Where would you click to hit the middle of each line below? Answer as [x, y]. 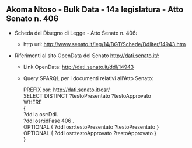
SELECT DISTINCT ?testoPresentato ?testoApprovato [87, 95]
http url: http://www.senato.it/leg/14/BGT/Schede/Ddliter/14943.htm [104, 44]
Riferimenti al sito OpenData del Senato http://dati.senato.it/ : [87, 56]
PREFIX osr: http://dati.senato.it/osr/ [67, 90]
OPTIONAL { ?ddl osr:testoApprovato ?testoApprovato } [90, 133]
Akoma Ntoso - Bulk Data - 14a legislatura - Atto [95, 10]
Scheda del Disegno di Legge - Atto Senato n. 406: [76, 33]
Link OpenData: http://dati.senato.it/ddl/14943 [78, 67]
